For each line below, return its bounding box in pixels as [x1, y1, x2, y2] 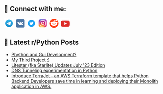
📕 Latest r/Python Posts [4, 38, 79, 47]
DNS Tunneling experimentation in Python [11, 67, 98, 73]
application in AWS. [11, 83, 52, 89]
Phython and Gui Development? [11, 51, 77, 57]
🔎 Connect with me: [4, 5, 66, 13]
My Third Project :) [11, 57, 50, 63]
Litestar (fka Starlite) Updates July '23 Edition [11, 62, 105, 68]
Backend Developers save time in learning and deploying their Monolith [11, 78, 158, 84]
